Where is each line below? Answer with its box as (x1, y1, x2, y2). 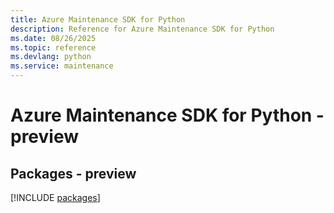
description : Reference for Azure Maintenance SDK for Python (10, 24, 275, 34)
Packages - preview (10, 165, 137, 182)
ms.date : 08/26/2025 (10, 33, 97, 43)
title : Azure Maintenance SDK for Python (10, 14, 186, 25)
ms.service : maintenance (10, 61, 114, 71)
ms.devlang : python (10, 52, 92, 62)
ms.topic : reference (10, 42, 97, 53)
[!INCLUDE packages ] (10, 192, 101, 203)
